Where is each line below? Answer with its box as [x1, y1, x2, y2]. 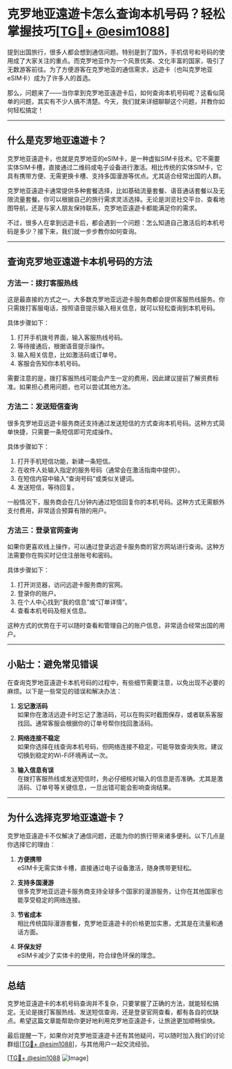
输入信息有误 [17, 766, 54, 774]
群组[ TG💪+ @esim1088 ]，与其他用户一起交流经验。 [7, 1040, 153, 1048]
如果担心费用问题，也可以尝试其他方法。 [19, 382, 135, 391]
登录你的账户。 [17, 590, 60, 598]
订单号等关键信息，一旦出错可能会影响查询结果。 [35, 783, 175, 791]
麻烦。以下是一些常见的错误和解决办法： [7, 687, 122, 695]
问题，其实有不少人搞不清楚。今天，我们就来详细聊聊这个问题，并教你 [19, 97, 219, 105]
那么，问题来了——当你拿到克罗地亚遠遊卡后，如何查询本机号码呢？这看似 [7, 88, 219, 97]
